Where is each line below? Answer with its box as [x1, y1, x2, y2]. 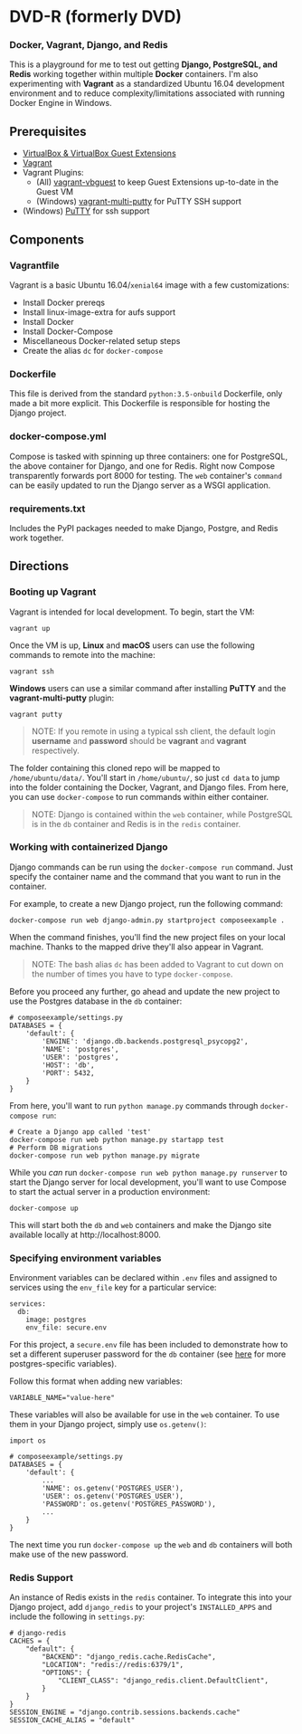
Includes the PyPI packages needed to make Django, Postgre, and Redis [9, 522, 278, 533]
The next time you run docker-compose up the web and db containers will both [9, 1539, 293, 1550]
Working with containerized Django [9, 841, 169, 853]
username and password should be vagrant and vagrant [31, 735, 247, 746]
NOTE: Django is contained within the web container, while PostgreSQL [31, 808, 293, 820]
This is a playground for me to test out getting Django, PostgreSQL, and [9, 59, 278, 70]
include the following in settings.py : [9, 1611, 146, 1622]
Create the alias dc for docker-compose [22, 345, 164, 356]
